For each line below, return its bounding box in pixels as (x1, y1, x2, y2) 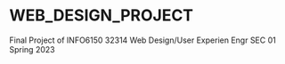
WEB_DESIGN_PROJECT (9, 5, 194, 26)
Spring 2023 (9, 44, 55, 54)
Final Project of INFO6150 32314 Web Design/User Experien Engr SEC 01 (9, 35, 276, 45)
